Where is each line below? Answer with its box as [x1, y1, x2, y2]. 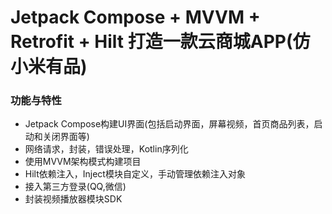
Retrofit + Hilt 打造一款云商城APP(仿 [10, 31, 311, 53]
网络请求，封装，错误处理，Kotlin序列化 [24, 143, 189, 155]
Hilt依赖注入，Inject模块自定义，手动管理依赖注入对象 [24, 168, 246, 180]
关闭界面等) [42, 131, 90, 143]
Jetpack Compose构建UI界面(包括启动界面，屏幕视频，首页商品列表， [24, 118, 315, 130]
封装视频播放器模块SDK [24, 193, 123, 205]
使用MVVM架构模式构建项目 [24, 156, 142, 168]
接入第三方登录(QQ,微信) [24, 181, 127, 193]
